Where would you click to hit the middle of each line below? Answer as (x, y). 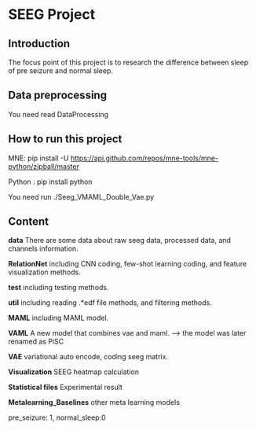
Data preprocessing (58, 96)
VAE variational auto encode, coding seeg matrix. (88, 357)
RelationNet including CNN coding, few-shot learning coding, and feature (128, 264)
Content (29, 222)
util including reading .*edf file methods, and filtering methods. (110, 303)
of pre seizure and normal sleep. (61, 71)
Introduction (39, 44)
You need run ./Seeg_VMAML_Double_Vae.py (81, 197)
